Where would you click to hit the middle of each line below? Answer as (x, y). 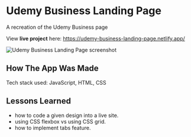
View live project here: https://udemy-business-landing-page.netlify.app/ (96, 38)
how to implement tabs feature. (53, 128)
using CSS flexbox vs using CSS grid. (60, 121)
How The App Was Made (52, 68)
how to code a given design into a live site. (67, 115)
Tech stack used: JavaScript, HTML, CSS (56, 82)
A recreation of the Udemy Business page (57, 27)
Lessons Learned (38, 101)
